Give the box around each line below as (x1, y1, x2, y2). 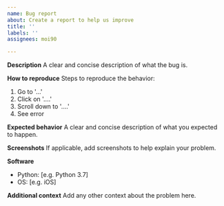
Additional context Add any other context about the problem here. (7, 191, 196, 200)
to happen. (7, 131, 38, 139)
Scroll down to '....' (17, 102, 70, 111)
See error (17, 110, 45, 118)
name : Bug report (7, 10, 57, 17)
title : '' (7, 23, 36, 30)
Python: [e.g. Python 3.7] (17, 171, 88, 179)
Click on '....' (17, 95, 52, 104)
